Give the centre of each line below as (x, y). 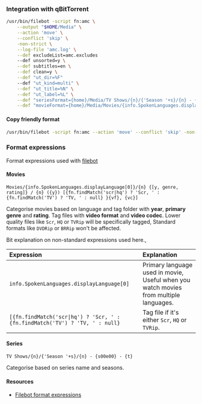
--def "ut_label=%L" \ (45, 94)
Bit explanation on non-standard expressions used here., (76, 239)
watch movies (162, 287)
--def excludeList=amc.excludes (57, 55)
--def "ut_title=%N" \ (45, 89)
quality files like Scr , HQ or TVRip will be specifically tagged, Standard (91, 221)
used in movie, (163, 272)
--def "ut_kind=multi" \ (48, 83)
